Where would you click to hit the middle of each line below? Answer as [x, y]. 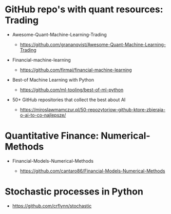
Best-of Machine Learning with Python [53, 80]
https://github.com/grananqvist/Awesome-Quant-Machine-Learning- [93, 44]
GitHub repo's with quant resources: [84, 9]
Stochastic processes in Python [74, 192]
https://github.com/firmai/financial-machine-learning [76, 70]
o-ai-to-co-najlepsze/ [43, 115]
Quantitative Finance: [52, 136]
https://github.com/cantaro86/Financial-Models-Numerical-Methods [92, 171]
